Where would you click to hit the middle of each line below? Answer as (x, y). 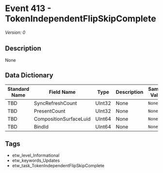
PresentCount (49, 111)
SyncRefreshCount (55, 103)
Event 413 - (28, 8)
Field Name (62, 92)
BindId (41, 127)
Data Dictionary (29, 75)
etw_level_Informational (36, 156)
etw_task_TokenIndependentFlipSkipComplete (58, 166)
